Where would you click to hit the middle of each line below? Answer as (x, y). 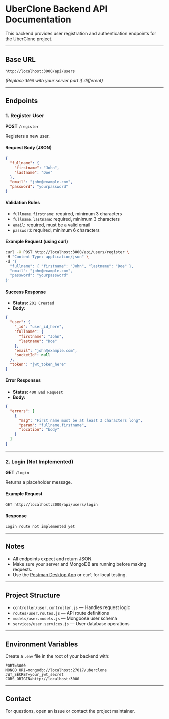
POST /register (22, 126)
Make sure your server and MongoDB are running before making (79, 564)
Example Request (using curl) (37, 241)
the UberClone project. (29, 39)
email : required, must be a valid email (51, 225)
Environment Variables (42, 644)
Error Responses (23, 380)
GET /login (17, 473)
